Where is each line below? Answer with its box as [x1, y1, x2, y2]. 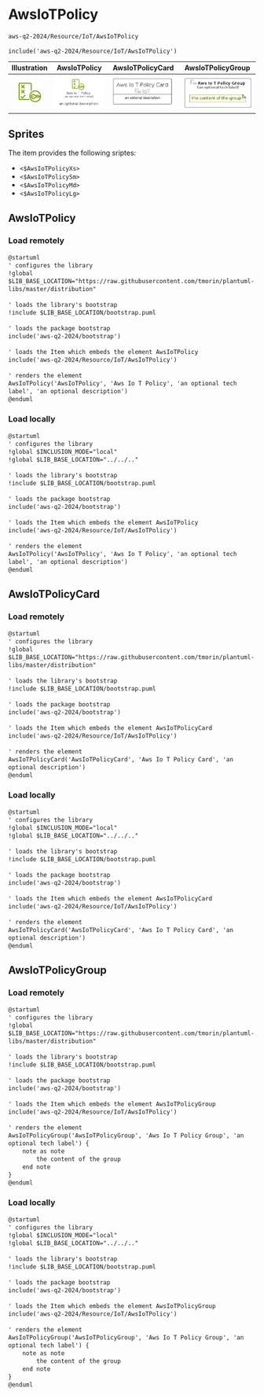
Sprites [8, 127, 45, 141]
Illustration [11, 63, 49, 72]
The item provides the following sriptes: [8, 148, 137, 158]
